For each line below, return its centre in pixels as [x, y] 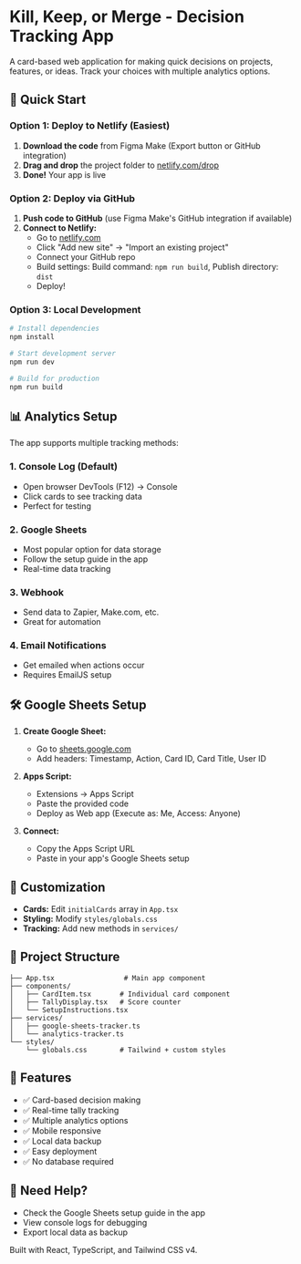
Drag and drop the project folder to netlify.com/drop [121, 165]
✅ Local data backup [62, 1141]
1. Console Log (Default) [64, 467]
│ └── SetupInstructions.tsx [69, 1010]
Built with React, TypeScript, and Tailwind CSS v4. [104, 1249]
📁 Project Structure [65, 957]
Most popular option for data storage [92, 549]
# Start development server [63, 353]
